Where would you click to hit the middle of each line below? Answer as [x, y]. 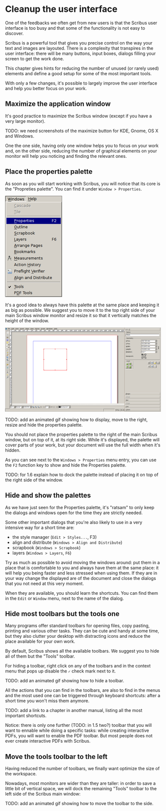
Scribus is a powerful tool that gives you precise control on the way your [79, 43]
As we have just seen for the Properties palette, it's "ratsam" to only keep [80, 507]
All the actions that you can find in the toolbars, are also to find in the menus [83, 690]
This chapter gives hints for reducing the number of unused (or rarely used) [82, 68]
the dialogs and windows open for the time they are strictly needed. [74, 513]
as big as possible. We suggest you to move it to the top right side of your [80, 310]
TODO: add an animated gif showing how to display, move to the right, [77, 420]
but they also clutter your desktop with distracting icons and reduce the [78, 636]
